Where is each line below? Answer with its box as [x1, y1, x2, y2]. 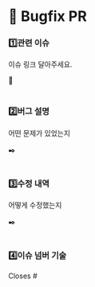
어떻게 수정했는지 [8, 200, 62, 210]
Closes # [8, 271, 38, 281]
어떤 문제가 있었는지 [8, 128, 70, 137]
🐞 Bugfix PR [8, 7, 88, 26]
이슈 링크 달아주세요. [8, 59, 73, 69]
